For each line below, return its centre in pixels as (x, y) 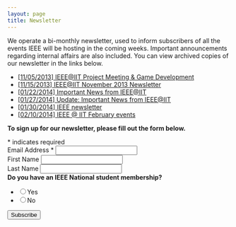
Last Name (23, 168)
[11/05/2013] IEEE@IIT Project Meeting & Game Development (106, 77)
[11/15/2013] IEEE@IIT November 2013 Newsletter (89, 84)
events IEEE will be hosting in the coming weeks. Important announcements (117, 48)
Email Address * (31, 150)
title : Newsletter (34, 21)
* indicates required (36, 141)
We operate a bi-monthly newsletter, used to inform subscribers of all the (114, 40)
